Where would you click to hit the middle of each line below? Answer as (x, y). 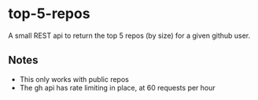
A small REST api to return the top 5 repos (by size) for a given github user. (129, 35)
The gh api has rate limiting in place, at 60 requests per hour (118, 87)
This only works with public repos (74, 79)
